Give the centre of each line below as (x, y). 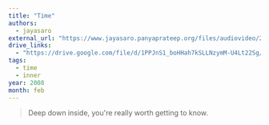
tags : (17, 61)
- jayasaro (34, 30)
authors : (23, 23)
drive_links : (30, 46)
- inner (28, 75)
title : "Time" (32, 16)
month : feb (26, 90)
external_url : (32, 38)
